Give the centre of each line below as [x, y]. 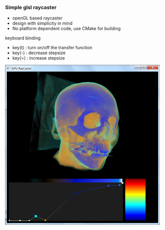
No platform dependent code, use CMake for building [66, 29]
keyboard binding [23, 38]
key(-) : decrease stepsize [39, 53]
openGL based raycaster [37, 18]
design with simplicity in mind [42, 23]
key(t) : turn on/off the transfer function [52, 48]
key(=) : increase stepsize [38, 58]
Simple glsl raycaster [31, 7]
